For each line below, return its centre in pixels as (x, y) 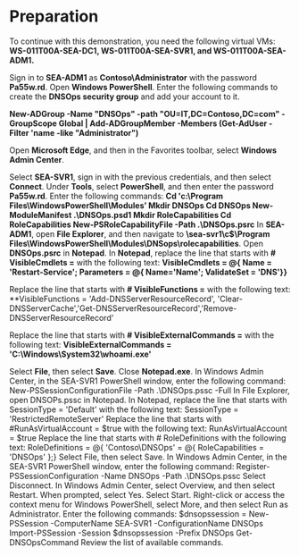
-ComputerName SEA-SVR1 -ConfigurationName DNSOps (157, 523)
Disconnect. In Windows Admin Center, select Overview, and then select (142, 485)
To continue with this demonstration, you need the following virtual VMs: (142, 41)
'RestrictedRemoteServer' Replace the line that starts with (116, 418)
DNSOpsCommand (44, 542)
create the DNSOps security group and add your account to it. (125, 97)
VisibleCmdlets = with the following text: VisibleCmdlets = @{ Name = (141, 262)
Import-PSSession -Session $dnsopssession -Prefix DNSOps (122, 533)
